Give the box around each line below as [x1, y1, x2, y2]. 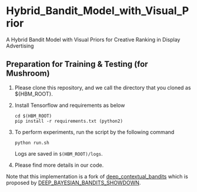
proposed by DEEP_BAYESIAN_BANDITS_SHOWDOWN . [6, 179, 141, 186]
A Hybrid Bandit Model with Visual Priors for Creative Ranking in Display [6, 36, 181, 43]
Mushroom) [6, 69, 50, 79]
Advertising [6, 42, 34, 49]
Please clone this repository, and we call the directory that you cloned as [14, 84, 191, 91]
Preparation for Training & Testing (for [6, 59, 148, 69]
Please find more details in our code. [14, 161, 104, 169]
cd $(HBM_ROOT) [14, 113, 52, 119]
